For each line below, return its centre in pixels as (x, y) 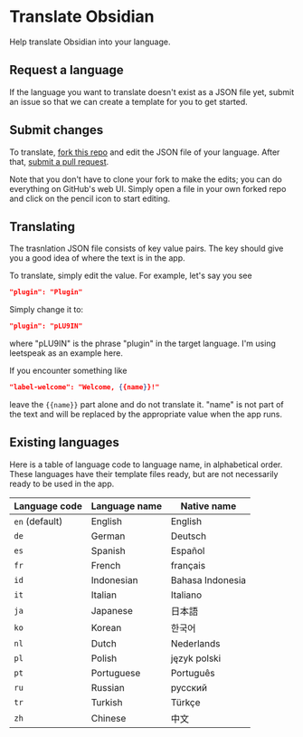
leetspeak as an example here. (66, 353)
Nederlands (195, 643)
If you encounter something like (68, 371)
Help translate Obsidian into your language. (90, 42)
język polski (196, 658)
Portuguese (116, 673)
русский (189, 687)
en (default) (38, 521)
